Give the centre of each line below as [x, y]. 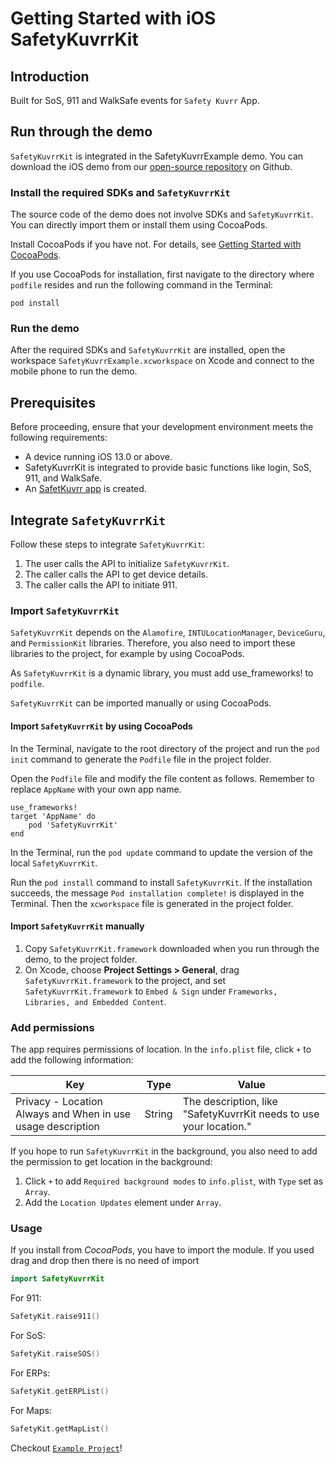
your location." [217, 1127]
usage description [58, 1127]
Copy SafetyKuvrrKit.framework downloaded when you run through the [172, 948]
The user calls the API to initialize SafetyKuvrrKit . [127, 564]
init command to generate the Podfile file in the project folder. [141, 759]
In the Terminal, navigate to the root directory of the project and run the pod [165, 748]
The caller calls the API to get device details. [116, 574]
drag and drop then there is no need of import [105, 1261]
